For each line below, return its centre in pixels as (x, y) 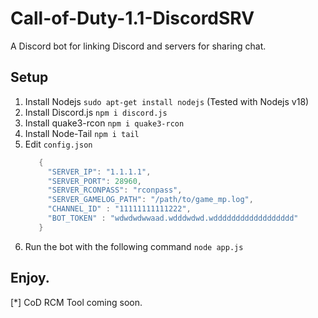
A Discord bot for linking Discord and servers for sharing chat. (138, 46)
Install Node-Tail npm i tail (82, 133)
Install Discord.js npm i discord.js (96, 112)
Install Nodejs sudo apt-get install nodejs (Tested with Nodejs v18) (167, 101)
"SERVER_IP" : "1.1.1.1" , (99, 172)
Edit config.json (58, 144)
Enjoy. (30, 278)
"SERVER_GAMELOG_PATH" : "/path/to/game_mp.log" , (150, 200)
